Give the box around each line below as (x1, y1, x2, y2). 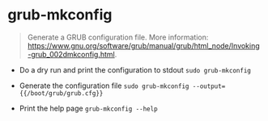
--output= (192, 82, 226, 90)
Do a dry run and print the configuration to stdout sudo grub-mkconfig (19, 65, 252, 74)
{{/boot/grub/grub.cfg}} (19, 89, 104, 98)
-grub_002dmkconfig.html (27, 49, 115, 59)
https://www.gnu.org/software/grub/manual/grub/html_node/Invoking (27, 40, 260, 50)
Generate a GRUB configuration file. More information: (27, 32, 209, 42)
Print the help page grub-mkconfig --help (19, 103, 159, 113)
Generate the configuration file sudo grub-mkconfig (19, 81, 189, 90)
